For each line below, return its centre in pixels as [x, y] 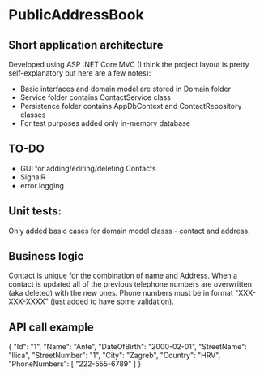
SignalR [33, 177]
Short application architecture [86, 45]
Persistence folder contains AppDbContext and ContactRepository [131, 106]
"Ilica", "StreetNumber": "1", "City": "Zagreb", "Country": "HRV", [115, 356]
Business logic [46, 256]
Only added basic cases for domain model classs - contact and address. [129, 231]
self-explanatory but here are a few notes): [80, 73]
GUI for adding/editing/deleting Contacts [88, 168]
